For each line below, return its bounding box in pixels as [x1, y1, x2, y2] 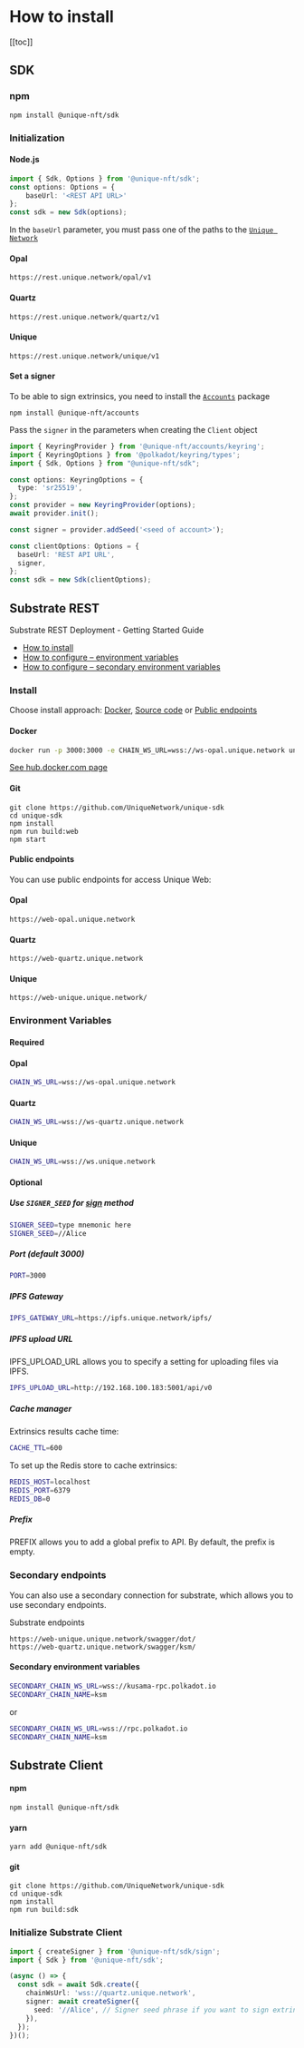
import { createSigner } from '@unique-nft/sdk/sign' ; [9, 1946, 221, 1956]
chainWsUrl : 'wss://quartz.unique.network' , [25, 1989, 196, 1998]
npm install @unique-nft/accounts [9, 408, 140, 417]
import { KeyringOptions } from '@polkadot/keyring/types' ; [9, 450, 242, 459]
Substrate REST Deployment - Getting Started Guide [9, 624, 204, 635]
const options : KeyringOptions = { [9, 475, 144, 485]
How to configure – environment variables [22, 652, 179, 662]
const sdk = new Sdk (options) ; [9, 208, 128, 217]
